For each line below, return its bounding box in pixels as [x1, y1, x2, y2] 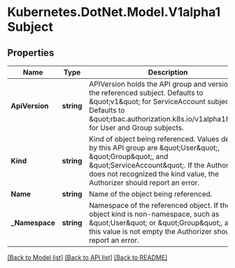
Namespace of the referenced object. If [89, 200, 219, 210]
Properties [7, 47, 55, 59]
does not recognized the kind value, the [89, 169, 219, 179]
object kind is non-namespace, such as [89, 209, 220, 218]
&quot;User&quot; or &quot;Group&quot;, [89, 218, 223, 228]
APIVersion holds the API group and [89, 80, 206, 89]
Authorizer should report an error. [89, 178, 200, 187]
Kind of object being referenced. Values [89, 134, 220, 144]
